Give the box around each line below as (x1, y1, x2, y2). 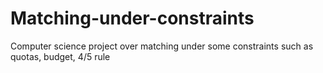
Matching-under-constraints (10, 7, 255, 30)
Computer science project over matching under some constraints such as (10, 40, 314, 52)
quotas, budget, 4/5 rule (10, 50, 111, 62)
